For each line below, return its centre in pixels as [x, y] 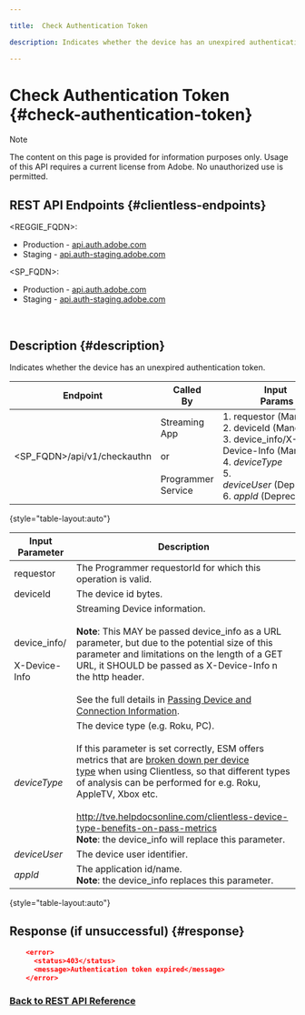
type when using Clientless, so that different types [183, 771]
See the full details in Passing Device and [164, 699]
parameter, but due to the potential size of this [175, 643]
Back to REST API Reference [73, 1001]
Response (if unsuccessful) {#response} [127, 932]
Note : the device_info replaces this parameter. [175, 880]
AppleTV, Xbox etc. [117, 794]
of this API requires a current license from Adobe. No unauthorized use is [147, 167]
